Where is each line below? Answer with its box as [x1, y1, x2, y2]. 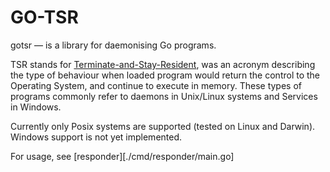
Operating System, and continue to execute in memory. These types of [10, 79, 302, 91]
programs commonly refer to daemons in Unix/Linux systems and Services [10, 90, 318, 102]
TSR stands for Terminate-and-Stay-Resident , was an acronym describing [10, 58, 316, 70]
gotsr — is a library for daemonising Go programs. [10, 39, 217, 51]
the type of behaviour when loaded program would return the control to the [10, 69, 321, 81]
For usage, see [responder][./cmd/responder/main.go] [10, 150, 235, 162]
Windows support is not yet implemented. [10, 131, 183, 143]
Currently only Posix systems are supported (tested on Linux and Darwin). [10, 120, 316, 132]
